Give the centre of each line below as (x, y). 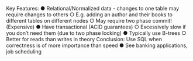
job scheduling (24, 51)
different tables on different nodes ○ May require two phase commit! (89, 21)
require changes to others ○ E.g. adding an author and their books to (89, 15)
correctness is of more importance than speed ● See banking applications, (97, 45)
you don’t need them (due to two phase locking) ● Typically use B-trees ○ (96, 33)
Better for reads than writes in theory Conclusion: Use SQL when (84, 39)
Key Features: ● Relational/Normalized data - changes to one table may (93, 8)
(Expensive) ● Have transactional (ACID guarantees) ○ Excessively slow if (96, 27)
